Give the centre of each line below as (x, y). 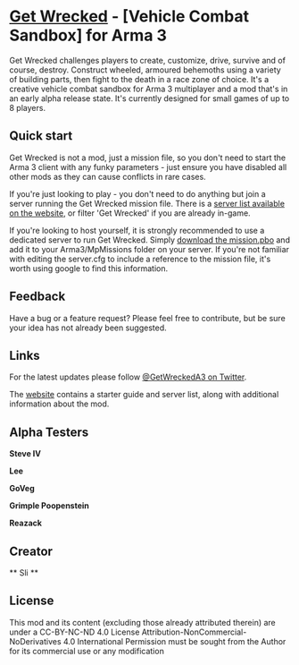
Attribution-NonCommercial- (194, 632)
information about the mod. (59, 404)
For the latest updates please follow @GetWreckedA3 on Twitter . (128, 377)
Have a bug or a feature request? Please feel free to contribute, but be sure (147, 318)
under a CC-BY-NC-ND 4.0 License (75, 632)
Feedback (37, 297)
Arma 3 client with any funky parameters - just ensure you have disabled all (148, 166)
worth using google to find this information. (89, 268)
